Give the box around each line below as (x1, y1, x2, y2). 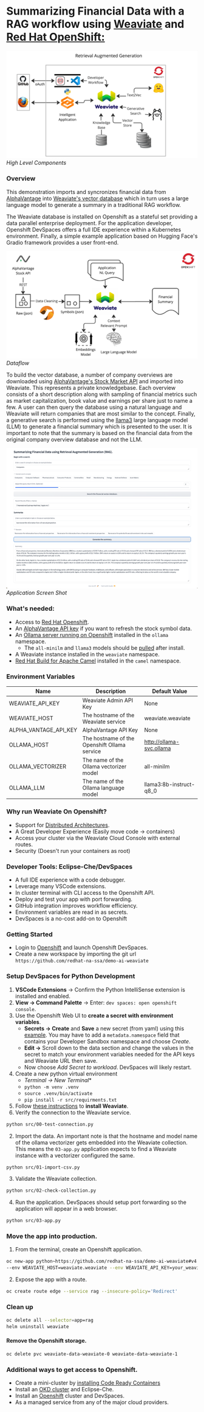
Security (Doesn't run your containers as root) (15, 847, 131, 854)
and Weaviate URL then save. (24, 1057, 98, 1064)
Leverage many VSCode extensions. (15, 883, 106, 890)
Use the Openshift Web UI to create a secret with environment (15, 1012, 174, 1019)
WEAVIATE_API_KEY (8, 700, 60, 707)
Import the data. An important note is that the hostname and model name (15, 1132, 198, 1139)
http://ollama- (144, 738, 180, 745)
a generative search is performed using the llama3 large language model (6, 416, 188, 423)
